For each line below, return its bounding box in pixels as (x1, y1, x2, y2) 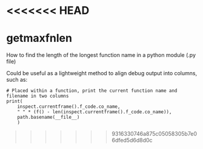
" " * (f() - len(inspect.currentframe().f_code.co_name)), (17, 109, 172, 115)
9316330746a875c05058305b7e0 (111, 130, 198, 137)
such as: (6, 76, 28, 84)
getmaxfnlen (6, 31, 73, 45)
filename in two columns (6, 93, 69, 99)
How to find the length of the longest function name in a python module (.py (6, 51, 196, 59)
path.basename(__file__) (17, 114, 80, 121)
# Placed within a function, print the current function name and (6, 88, 178, 94)
